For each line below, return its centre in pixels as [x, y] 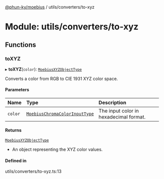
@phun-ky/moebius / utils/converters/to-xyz [50, 7]
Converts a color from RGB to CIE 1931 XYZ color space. [61, 79]
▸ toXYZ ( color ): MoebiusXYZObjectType [43, 69]
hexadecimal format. [122, 117]
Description [113, 103]
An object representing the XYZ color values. [57, 149]
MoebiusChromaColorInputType [60, 114]
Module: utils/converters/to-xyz [72, 27]
